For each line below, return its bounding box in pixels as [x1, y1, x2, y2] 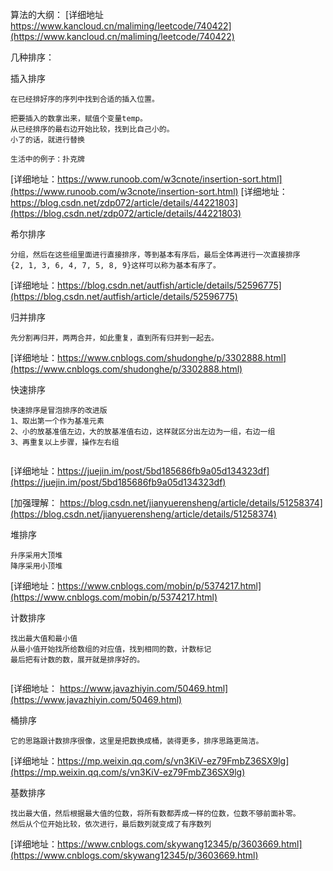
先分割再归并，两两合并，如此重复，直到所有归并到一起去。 [10, 333, 219, 343]
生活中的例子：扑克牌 [10, 154, 85, 164]
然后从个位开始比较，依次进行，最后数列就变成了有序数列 [10, 819, 212, 829]
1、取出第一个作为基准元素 [10, 416, 105, 426]
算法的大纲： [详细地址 [10, 9, 105, 20]
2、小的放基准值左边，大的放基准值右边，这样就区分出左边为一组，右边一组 [10, 427, 276, 437]
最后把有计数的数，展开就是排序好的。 [10, 655, 145, 665]
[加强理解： [10, 497, 58, 508]
